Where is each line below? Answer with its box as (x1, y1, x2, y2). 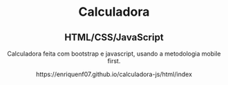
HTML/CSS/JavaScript (64, 32, 164, 43)
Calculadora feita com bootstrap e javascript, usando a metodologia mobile (7, 49, 221, 58)
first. (107, 57, 121, 65)
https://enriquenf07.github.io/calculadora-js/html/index (35, 70, 193, 78)
